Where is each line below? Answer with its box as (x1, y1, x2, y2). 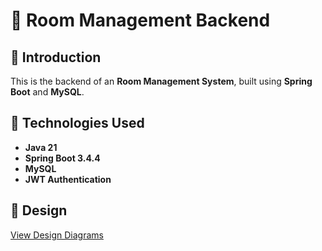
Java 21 (24, 141, 58, 153)
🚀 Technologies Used (10, 115, 145, 132)
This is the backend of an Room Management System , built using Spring (10, 75, 313, 87)
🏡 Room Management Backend (10, 9, 271, 32)
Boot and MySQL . (10, 86, 85, 98)
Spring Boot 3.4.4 (24, 152, 101, 164)
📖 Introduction (10, 49, 102, 66)
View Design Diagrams (10, 229, 104, 241)
